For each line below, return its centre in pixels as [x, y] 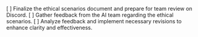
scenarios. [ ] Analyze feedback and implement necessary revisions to [94, 21]
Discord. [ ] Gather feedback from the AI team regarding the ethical [90, 15]
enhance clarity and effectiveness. [49, 27]
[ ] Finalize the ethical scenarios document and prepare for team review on [99, 9]
